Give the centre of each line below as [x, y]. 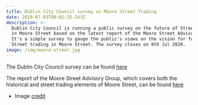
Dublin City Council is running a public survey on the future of [95, 28]
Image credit [30, 96]
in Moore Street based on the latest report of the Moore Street [93, 34]
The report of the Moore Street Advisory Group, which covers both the [92, 78]
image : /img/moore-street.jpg [43, 50]
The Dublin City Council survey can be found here [67, 67]
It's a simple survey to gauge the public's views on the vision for [98, 39]
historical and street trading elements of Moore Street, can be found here [95, 84]
